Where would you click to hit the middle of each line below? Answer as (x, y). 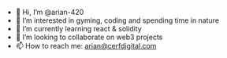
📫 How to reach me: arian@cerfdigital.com (86, 46)
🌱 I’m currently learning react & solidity (78, 29)
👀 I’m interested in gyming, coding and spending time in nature (117, 20)
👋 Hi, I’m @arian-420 (50, 12)
